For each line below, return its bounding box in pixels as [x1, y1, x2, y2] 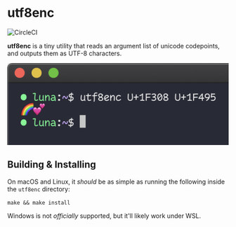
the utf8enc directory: [7, 184, 70, 193]
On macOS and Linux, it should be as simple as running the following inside [7, 177, 225, 186]
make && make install [7, 199, 71, 206]
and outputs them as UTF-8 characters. [7, 49, 122, 57]
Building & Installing [7, 159, 96, 171]
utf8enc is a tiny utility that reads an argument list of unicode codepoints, [7, 41, 220, 50]
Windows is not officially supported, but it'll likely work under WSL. [7, 212, 202, 220]
